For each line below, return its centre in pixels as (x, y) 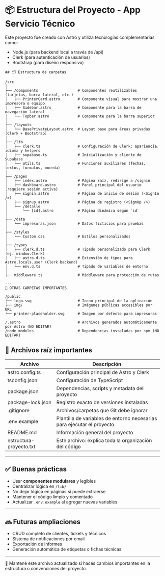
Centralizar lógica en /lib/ (39, 486)
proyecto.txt (22, 446)
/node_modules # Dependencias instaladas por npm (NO (82, 331)
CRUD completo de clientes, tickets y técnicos (59, 534)
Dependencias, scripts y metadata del (100, 388)
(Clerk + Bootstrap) (26, 133)
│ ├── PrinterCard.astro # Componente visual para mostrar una (81, 99)
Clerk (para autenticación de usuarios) (51, 57)
